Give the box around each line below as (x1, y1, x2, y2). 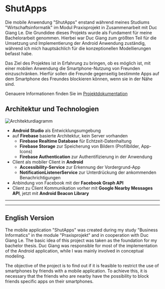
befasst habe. (5, 50, 33, 57)
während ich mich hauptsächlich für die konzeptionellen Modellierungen (5, 45, 151, 51)
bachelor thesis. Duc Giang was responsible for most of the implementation (5, 242, 158, 249)
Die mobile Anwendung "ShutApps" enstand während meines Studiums (5, 19, 150, 25)
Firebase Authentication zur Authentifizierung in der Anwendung (19, 154, 153, 160)
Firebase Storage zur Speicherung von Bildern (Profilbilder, (19, 143, 140, 149)
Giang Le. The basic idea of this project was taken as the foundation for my (5, 237, 157, 243)
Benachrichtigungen (19, 174, 61, 180)
